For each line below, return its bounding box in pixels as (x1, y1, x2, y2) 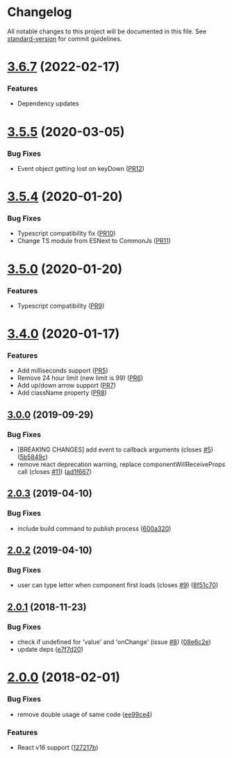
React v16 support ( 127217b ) (17, 743, 99, 751)
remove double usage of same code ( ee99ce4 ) (17, 710, 153, 718)
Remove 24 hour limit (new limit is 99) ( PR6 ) (17, 374, 144, 382)
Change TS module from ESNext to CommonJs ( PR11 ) (17, 237, 172, 245)
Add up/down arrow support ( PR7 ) (17, 381, 117, 390)
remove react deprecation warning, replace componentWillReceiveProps (17, 460, 226, 469)
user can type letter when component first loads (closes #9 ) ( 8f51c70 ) (17, 581, 219, 589)
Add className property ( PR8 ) (17, 388, 108, 397)
